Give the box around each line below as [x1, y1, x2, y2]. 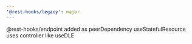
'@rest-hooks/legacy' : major [6, 8, 80, 15]
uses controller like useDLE [6, 31, 75, 39]
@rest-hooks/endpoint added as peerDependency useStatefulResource [6, 25, 187, 33]
